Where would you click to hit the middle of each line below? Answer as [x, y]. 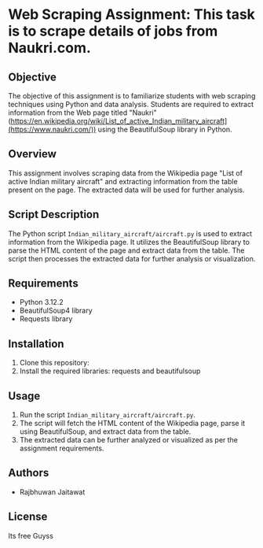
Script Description [54, 215]
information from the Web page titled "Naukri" [82, 113]
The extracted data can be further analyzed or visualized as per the [128, 440]
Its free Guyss [31, 535]
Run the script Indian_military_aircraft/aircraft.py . [108, 415]
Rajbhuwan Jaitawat [52, 492]
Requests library [46, 319]
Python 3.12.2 [42, 302]
